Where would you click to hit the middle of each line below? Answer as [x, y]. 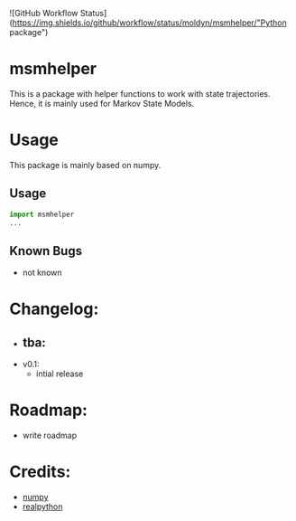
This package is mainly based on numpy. [85, 165]
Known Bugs [46, 251]
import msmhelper [42, 214]
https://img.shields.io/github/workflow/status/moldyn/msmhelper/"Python [149, 23]
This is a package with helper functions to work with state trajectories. [140, 93]
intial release [60, 374]
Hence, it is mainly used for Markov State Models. [102, 103]
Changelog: [54, 309]
